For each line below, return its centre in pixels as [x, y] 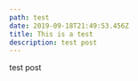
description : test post [53, 42]
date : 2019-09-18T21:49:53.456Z [69, 26]
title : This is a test [51, 34]
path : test [29, 17]
